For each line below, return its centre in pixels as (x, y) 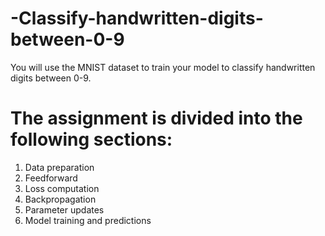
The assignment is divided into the (156, 118)
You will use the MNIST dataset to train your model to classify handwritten (163, 67)
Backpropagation (60, 199)
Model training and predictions (88, 220)
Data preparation (59, 167)
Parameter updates (64, 209)
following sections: (91, 139)
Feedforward (51, 178)
